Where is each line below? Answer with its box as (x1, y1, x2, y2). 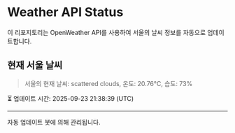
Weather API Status (7, 4, 124, 20)
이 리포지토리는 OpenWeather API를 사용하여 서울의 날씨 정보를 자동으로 (7, 28, 206, 36)
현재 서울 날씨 (7, 59, 63, 71)
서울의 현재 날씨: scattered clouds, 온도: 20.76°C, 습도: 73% (24, 79, 193, 87)
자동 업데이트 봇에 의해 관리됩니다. (7, 118, 101, 126)
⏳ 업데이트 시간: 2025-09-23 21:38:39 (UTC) (7, 94, 134, 102)
